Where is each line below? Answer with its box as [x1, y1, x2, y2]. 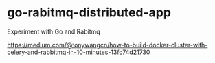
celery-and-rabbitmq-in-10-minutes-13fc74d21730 [7, 48, 150, 56]
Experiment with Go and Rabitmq [7, 27, 101, 36]
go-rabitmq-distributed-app [7, 5, 172, 21]
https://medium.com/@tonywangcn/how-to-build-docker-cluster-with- [7, 40, 208, 49]
